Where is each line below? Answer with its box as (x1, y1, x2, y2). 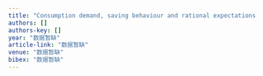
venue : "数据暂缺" (8, 48, 65, 56)
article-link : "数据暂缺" (8, 41, 89, 49)
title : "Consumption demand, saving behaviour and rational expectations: (8, 11, 260, 20)
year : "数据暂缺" (8, 33, 61, 42)
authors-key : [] (8, 26, 62, 34)
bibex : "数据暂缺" (8, 56, 65, 64)
